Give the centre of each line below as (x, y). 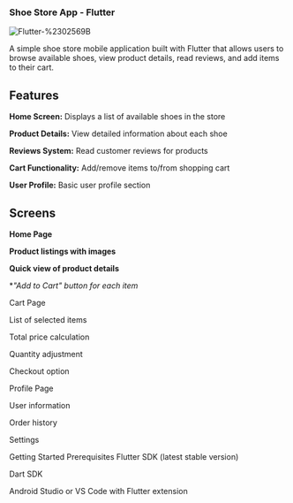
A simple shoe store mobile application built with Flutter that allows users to (146, 49)
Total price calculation (49, 337)
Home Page (31, 234)
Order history (33, 423)
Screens (32, 213)
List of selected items (48, 319)
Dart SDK (26, 474)
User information (40, 405)
